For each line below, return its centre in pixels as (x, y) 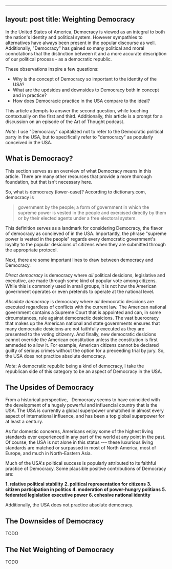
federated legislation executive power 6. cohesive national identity (78, 495)
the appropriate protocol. (31, 250)
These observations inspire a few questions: (52, 69)
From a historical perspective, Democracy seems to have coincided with (83, 400)
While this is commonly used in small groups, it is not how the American (81, 286)
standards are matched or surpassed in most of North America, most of (81, 448)
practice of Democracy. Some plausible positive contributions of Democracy (86, 469)
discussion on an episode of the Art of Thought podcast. (65, 122)
